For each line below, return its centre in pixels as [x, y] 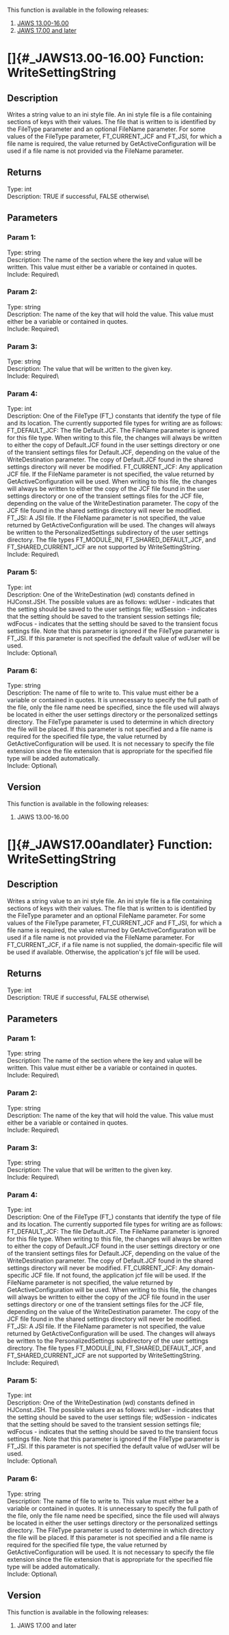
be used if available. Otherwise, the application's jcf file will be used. [104, 952]
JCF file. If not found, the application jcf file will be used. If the [119, 1276]
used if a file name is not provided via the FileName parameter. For [101, 937]
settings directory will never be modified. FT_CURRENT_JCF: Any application [115, 467]
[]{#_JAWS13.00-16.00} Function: [106, 58]
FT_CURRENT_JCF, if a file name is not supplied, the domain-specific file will [115, 944]
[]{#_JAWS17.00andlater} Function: [110, 845]
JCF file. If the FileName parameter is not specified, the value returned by [111, 474]
